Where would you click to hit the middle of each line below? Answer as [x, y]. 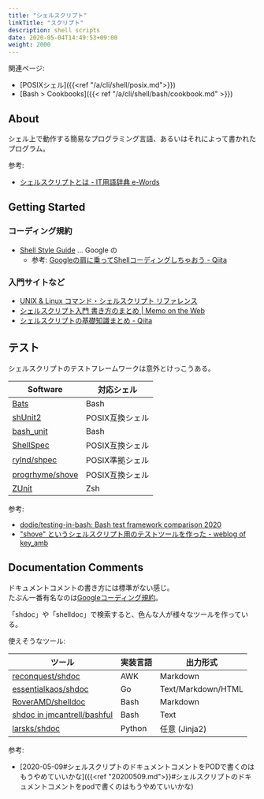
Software [45, 389]
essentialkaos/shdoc [50, 689]
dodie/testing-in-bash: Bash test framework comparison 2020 [121, 525]
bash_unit [30, 431]
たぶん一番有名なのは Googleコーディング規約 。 [86, 597]
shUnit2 [27, 417]
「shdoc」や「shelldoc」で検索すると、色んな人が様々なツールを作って [125, 614]
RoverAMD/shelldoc [49, 701]
